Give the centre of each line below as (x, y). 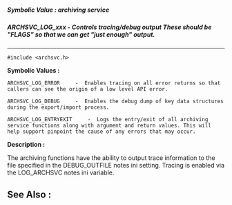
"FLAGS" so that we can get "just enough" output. (81, 34)
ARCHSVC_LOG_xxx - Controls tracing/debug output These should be (109, 27)
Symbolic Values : (33, 71)
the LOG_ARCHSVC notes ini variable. (61, 172)
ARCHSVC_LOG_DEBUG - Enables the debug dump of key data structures (116, 101)
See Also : (29, 194)
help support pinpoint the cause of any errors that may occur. (101, 132)
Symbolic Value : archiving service (58, 10)
